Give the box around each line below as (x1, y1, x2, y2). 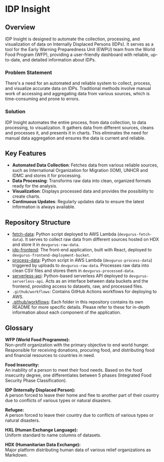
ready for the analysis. (12, 183, 58, 189)
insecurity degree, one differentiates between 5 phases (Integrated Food (5, 372, 152, 379)
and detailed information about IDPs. (22, 57, 96, 62)
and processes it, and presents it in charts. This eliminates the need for (5, 130, 148, 136)
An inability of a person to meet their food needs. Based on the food (5, 367, 142, 373)
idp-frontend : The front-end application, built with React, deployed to (12, 247, 152, 253)
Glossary (5, 324, 33, 332)
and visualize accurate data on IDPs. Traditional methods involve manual (5, 85, 151, 91)
